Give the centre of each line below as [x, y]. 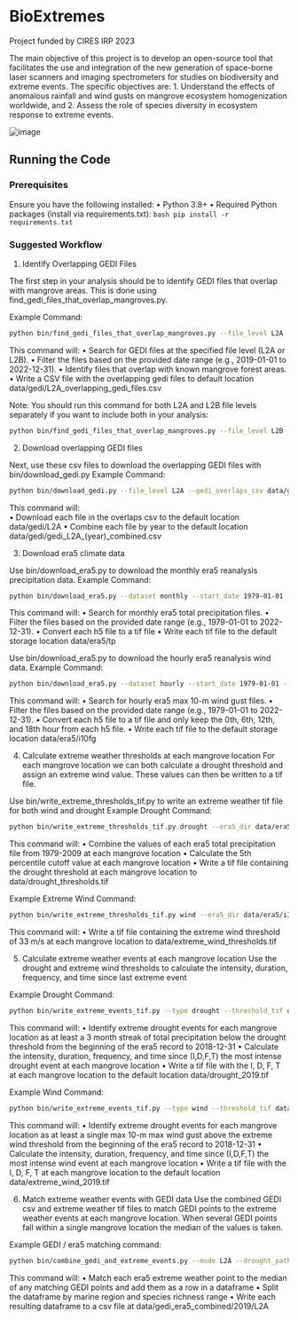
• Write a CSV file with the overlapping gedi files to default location [132, 378]
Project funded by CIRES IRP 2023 [72, 41]
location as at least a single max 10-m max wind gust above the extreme [141, 1135]
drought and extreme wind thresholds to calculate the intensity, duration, [155, 968]
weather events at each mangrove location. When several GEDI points [149, 1218]
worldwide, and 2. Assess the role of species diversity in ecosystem [133, 105]
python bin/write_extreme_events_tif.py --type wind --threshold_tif [141, 1108]
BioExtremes [57, 16]
